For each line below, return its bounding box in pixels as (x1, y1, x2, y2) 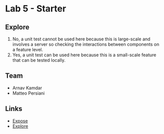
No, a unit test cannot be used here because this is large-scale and (12, 36, 151, 42)
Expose (12, 118, 28, 124)
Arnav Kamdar (12, 85, 42, 91)
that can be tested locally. (12, 57, 66, 63)
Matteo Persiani (12, 90, 45, 96)
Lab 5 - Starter (5, 3, 66, 14)
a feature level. (12, 47, 43, 52)
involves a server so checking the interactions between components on (12, 41, 160, 47)
